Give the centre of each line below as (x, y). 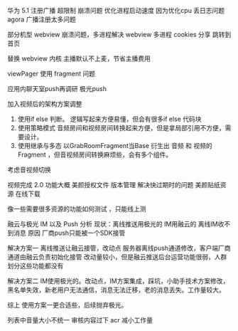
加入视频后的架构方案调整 (45, 104)
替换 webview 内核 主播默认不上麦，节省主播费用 (79, 58)
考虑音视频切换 (29, 170)
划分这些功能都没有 (36, 266)
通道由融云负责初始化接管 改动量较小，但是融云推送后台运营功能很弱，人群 (117, 257)
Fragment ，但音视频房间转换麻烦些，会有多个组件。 (95, 154)
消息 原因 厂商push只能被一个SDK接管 (69, 233)
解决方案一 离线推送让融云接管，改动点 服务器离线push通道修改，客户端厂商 (119, 248)
